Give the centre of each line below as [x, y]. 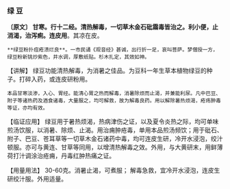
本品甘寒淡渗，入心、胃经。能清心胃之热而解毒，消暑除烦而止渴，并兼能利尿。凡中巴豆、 [114, 94]
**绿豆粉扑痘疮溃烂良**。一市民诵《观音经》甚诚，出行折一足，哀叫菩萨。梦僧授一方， [113, 50]
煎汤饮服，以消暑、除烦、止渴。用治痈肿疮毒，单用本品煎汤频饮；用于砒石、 [115, 130]
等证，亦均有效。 [28, 108]
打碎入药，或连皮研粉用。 [55, 79]
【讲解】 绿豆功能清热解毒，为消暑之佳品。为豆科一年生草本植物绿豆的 [107, 71]
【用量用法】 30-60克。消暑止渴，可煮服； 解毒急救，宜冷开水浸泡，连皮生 [114, 171]
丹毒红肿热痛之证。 [88, 156]
